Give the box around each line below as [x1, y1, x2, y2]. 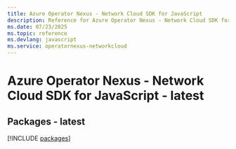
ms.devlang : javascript [7, 36, 77, 43]
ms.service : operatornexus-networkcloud [7, 43, 128, 50]
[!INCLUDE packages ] [7, 134, 71, 142]
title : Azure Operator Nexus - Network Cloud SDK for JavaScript [7, 10, 202, 17]
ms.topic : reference [7, 29, 68, 37]
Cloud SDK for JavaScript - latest [7, 88, 204, 104]
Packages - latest [7, 115, 86, 127]
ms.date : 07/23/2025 [7, 23, 68, 30]
